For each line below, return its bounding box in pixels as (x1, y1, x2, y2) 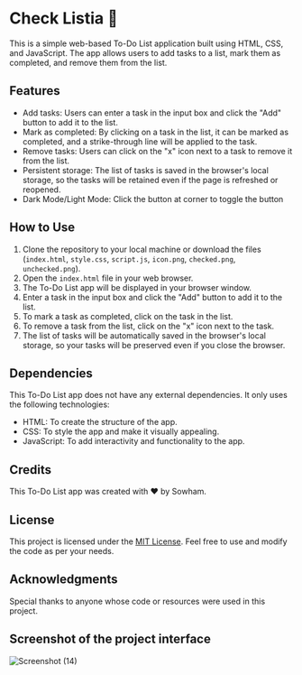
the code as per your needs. (9, 546, 114, 556)
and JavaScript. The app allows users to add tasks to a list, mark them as (9, 47, 281, 58)
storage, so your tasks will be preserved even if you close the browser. (22, 339, 286, 350)
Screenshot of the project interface (9, 632, 212, 647)
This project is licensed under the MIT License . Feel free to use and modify (9, 536, 288, 547)
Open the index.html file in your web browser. (22, 273, 194, 283)
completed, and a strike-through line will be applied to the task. (22, 135, 258, 147)
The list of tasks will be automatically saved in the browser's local (22, 329, 266, 341)
